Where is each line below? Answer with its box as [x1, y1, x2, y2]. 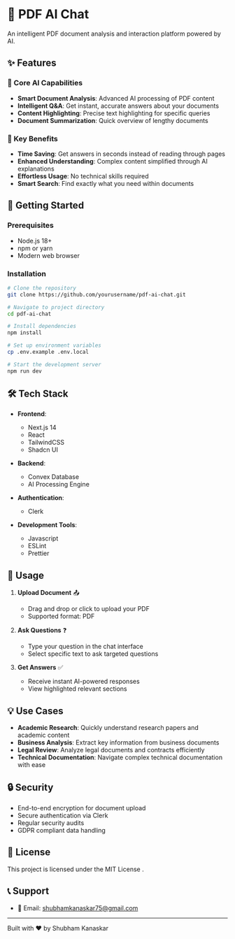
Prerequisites [7, 220, 54, 230]
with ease [17, 761, 46, 769]
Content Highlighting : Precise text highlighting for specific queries [17, 108, 211, 117]
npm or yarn [17, 244, 53, 252]
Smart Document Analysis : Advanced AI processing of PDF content [17, 94, 215, 102]
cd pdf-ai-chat [7, 310, 52, 317]
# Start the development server [7, 361, 101, 368]
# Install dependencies [7, 323, 77, 330]
